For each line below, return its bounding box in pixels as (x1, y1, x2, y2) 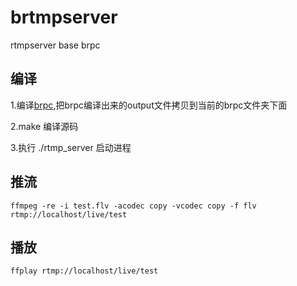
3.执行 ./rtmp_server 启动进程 (10, 141, 132, 153)
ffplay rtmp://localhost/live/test (10, 266, 159, 276)
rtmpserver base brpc (10, 39, 101, 51)
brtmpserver (10, 6, 118, 29)
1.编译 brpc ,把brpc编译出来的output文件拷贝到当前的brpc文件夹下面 (10, 99, 288, 111)
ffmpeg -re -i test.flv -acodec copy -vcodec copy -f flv (10, 201, 257, 211)
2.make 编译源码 (10, 120, 79, 132)
